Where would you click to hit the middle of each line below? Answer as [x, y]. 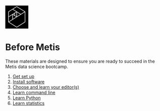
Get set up [23, 76]
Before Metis [33, 47]
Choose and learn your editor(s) [46, 87]
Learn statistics [29, 103]
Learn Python [27, 98]
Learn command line [34, 92]
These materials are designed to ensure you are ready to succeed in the [80, 61]
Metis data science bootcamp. [37, 67]
